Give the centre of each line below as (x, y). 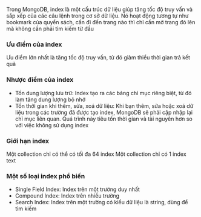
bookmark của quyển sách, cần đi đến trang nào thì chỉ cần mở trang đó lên (101, 22)
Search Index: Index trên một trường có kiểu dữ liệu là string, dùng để (101, 202)
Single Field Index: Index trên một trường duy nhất (77, 189)
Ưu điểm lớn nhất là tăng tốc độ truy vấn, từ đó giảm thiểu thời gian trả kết (98, 58)
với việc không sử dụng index (52, 125)
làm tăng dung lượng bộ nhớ (50, 99)
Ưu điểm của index (34, 44)
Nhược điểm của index (40, 80)
